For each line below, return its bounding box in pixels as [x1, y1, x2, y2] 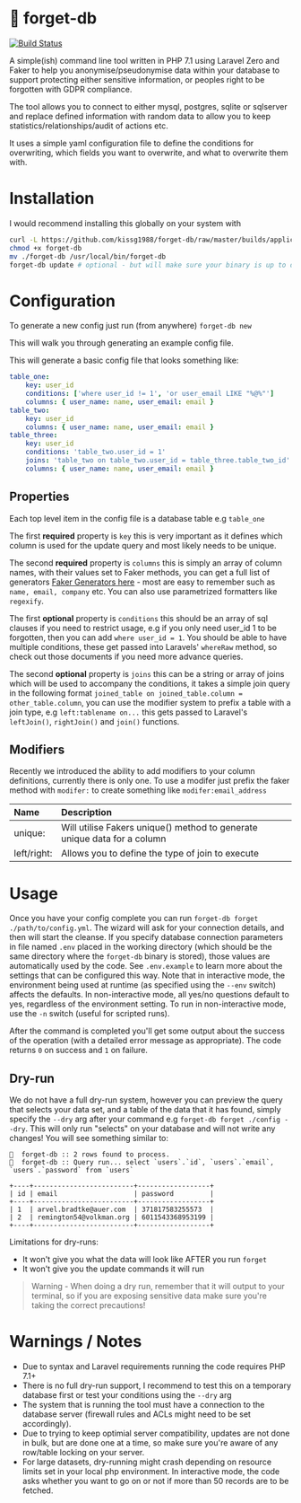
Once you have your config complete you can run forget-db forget [9, 913, 259, 924]
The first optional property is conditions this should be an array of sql [9, 612, 269, 623]
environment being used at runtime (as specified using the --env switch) [9, 980, 276, 990]
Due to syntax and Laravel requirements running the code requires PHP [21, 1361, 286, 1372]
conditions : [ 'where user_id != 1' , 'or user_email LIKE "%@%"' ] [25, 390, 275, 399]
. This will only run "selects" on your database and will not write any [25, 1123, 276, 1134]
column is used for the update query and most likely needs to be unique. [9, 540, 277, 550]
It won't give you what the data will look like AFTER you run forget [21, 1254, 267, 1265]
